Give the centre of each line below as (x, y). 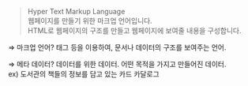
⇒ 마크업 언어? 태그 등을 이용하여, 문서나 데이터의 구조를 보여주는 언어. (117, 47)
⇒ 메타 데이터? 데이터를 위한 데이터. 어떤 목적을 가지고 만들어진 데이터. (117, 64)
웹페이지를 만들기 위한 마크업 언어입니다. (90, 21)
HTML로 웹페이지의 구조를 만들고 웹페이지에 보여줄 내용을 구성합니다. (135, 30)
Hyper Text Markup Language (76, 11)
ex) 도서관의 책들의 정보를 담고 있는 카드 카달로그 (84, 74)
